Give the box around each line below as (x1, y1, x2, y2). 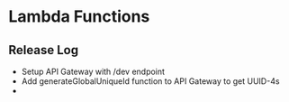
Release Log (8, 42, 78, 58)
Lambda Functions (8, 6, 150, 27)
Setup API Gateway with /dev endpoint (21, 66, 166, 77)
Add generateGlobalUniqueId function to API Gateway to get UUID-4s (21, 76, 280, 87)
